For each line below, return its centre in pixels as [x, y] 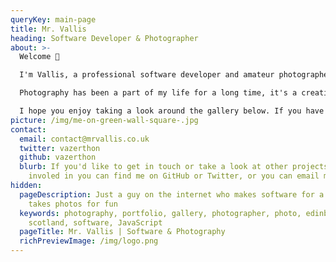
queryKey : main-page [53, 19]
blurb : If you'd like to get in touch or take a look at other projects [174, 167]
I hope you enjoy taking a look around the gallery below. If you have [172, 111]
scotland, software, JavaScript [95, 222]
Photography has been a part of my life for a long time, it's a [158, 93]
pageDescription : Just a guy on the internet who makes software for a [172, 194]
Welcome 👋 [39, 57]
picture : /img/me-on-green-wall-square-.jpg [104, 120]
